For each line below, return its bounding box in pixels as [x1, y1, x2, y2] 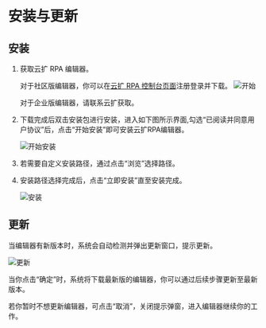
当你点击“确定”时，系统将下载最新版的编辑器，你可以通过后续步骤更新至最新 [8, 274, 258, 283]
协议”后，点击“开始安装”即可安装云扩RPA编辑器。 [26, 125, 189, 134]
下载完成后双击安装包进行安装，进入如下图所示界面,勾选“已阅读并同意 [19, 115, 248, 124]
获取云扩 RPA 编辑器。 [19, 64, 94, 73]
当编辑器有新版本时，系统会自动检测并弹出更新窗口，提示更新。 [8, 240, 217, 250]
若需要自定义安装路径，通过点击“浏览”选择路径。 [19, 158, 180, 168]
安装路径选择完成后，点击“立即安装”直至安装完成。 [19, 176, 187, 185]
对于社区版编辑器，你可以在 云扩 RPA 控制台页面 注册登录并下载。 [19, 81, 233, 90]
